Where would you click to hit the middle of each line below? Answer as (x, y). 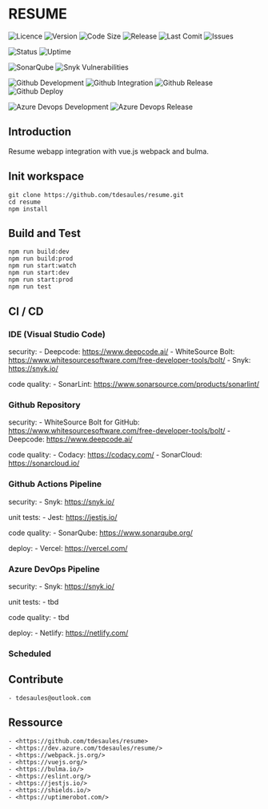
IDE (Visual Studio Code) (57, 334)
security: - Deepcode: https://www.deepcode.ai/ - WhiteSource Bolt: (122, 352)
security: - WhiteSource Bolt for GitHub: (74, 422)
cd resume (25, 202)
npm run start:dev (39, 273)
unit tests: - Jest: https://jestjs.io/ (63, 517)
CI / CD (26, 311)
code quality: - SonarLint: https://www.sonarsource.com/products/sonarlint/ (134, 384)
